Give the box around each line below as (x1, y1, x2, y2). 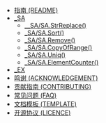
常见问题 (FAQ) (13, 91, 57, 99)
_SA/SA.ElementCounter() (24, 58, 99, 66)
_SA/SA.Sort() (24, 28, 65, 37)
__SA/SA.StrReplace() (24, 22, 87, 29)
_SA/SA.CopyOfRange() (24, 44, 93, 51)
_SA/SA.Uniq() (24, 51, 66, 59)
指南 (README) (13, 6, 59, 14)
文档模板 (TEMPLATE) (13, 100, 77, 108)
